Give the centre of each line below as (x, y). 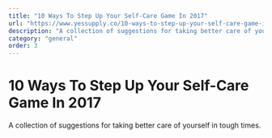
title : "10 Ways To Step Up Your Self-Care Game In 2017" (108, 16)
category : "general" (43, 38)
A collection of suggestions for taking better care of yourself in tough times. (135, 125)
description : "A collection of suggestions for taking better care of (130, 31)
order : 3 (23, 46)
